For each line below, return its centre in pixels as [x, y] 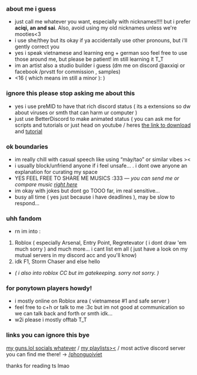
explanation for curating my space [56, 172]
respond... [27, 203]
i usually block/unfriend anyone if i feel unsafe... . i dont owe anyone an [101, 165]
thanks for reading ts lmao [38, 366]
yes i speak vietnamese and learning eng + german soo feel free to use [101, 53]
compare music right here [46, 184]
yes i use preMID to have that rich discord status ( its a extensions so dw [103, 106]
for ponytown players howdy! [49, 288]
